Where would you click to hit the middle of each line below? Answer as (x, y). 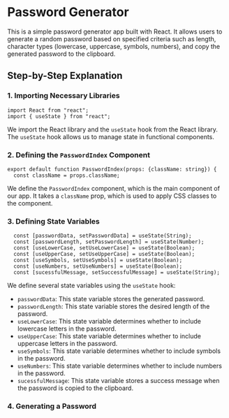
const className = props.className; (67, 175)
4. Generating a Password (52, 406)
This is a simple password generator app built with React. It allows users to (115, 31)
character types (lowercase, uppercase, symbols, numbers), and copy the (114, 46)
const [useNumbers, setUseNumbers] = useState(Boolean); (98, 266)
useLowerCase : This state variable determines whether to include (109, 322)
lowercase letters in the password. (67, 329)
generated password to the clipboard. (61, 54)
